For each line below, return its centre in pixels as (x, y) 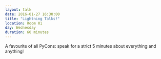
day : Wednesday (20, 28)
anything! (15, 51)
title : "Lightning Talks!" (32, 19)
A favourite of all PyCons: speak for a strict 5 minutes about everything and (81, 46)
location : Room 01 (24, 23)
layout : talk (18, 10)
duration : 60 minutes (27, 32)
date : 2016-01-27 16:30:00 (32, 14)
